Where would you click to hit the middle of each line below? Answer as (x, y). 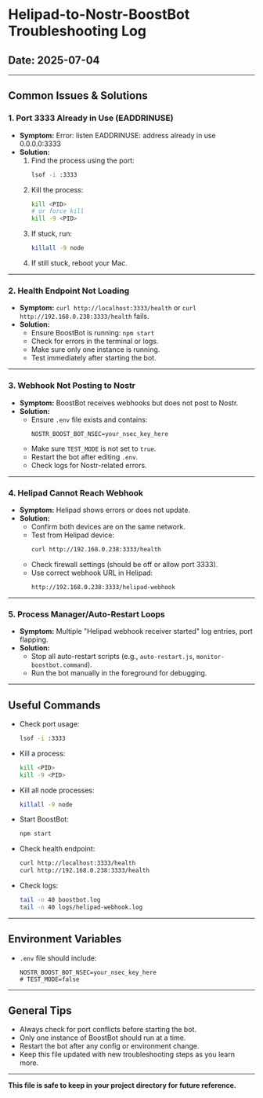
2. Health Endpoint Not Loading (69, 291)
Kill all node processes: (57, 790)
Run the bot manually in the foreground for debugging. (119, 673)
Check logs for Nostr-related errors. (89, 465)
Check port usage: (49, 723)
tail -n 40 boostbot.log (60, 900)
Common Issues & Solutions (78, 96)
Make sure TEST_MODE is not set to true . (94, 448)
